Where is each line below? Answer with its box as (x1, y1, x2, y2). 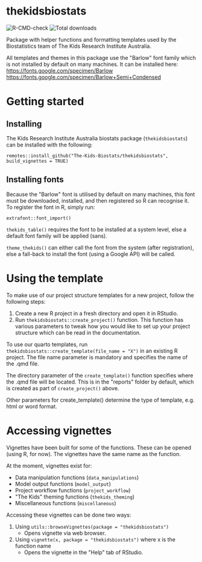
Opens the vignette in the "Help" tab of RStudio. (24, 549, 144, 556)
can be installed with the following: (6, 141, 93, 148)
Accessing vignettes (6, 423, 112, 437)
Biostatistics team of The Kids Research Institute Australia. (6, 42, 152, 50)
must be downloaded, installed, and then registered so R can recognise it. (6, 197, 189, 204)
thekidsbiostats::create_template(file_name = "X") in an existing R (6, 347, 178, 355)
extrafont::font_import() (6, 215, 71, 221)
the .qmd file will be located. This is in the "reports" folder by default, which (6, 378, 194, 385)
